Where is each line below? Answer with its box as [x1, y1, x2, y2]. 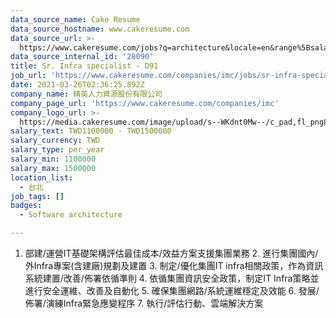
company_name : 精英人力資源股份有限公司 [10, 89, 163, 99]
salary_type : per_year [10, 145, 105, 155]
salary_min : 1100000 [10, 154, 97, 164]
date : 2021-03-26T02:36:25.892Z [10, 80, 145, 90]
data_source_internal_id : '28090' [10, 52, 155, 62]
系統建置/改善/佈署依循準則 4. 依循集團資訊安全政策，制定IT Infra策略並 [24, 272, 320, 284]
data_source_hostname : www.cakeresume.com [10, 24, 190, 34]
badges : [10, 201, 43, 211]
